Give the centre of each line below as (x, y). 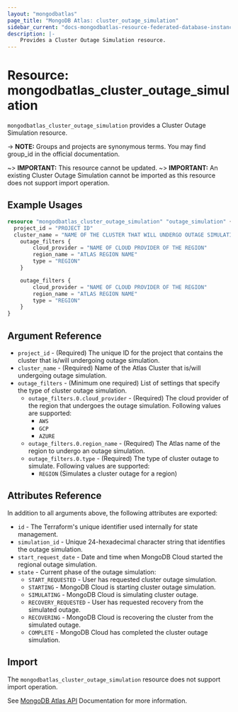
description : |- (31, 34)
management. (38, 534)
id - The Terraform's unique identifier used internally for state (108, 527)
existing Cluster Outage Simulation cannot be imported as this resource (112, 175)
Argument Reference (55, 335)
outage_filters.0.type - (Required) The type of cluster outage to (124, 458)
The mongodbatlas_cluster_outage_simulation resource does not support (114, 679)
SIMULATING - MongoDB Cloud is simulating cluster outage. (113, 594)
